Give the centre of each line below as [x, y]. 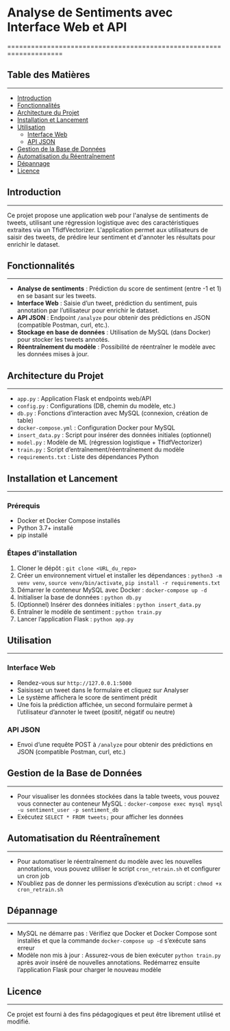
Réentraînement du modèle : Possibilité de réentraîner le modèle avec [116, 347]
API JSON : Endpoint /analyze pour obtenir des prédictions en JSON [114, 318]
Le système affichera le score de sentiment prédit [87, 697]
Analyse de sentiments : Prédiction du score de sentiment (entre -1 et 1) [119, 288]
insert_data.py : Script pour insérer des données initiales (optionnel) [114, 435]
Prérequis [24, 506]
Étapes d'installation [42, 553]
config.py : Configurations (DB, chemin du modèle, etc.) [96, 406]
